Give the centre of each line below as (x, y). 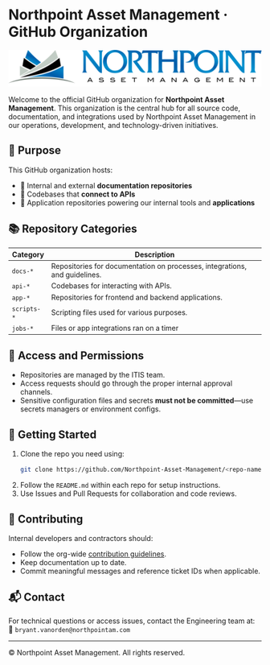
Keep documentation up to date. (73, 562)
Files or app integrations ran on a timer (115, 328)
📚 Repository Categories (73, 228)
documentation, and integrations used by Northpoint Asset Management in (132, 116)
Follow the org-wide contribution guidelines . (93, 554)
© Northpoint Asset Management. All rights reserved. (97, 652)
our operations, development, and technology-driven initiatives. (113, 125)
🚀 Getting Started (53, 434)
